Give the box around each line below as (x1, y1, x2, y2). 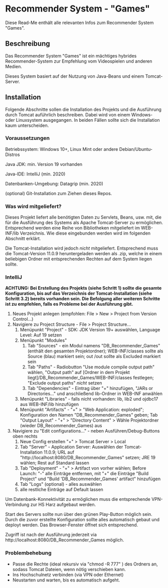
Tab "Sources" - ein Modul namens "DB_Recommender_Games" (27, 343, 160, 349)
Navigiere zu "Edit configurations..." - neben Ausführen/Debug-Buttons (12, 428, 160, 434)
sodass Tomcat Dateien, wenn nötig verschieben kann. (12, 566, 126, 572)
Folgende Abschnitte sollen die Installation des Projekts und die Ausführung (5, 106, 162, 112)
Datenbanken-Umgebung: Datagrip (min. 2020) (5, 180, 104, 186)
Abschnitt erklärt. (5, 236, 41, 242)
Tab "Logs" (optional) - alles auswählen (20, 481, 102, 487)
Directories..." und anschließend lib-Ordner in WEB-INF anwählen (27, 390, 163, 397)
